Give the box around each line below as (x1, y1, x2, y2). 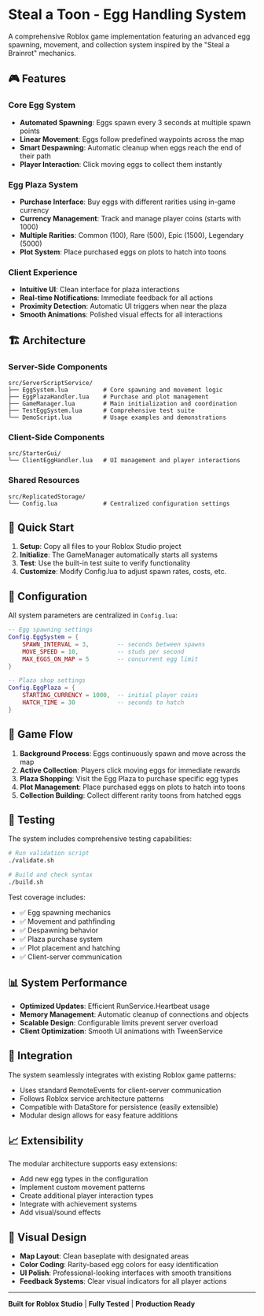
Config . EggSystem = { (8, 633, 79, 641)
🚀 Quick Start (8, 521, 75, 534)
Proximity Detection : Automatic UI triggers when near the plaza (19, 302, 227, 311)
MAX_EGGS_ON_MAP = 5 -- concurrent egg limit (22, 655, 199, 663)
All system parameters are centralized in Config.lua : (8, 610, 178, 620)
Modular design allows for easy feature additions (19, 1110, 178, 1120)
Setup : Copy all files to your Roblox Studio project (19, 542, 182, 551)
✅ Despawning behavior (19, 925, 99, 935)
